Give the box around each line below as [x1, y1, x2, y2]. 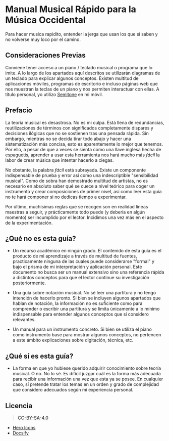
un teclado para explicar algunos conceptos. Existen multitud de [5, 75, 139, 81]
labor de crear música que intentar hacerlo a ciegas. [5, 157, 114, 163]
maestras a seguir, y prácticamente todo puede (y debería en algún [5, 209, 145, 215]
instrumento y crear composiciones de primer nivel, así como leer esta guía [5, 188, 162, 194]
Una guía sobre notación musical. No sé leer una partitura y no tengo [12, 290, 156, 296]
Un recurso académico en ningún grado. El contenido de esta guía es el [12, 248, 161, 254]
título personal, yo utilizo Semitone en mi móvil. [5, 91, 103, 97]
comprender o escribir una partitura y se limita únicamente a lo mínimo [12, 306, 160, 312]
